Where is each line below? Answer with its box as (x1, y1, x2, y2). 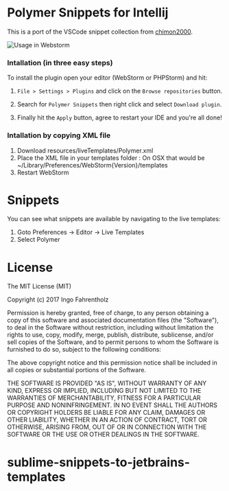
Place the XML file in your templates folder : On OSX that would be (16, 153, 206, 162)
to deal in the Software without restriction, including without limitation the (7, 323, 214, 332)
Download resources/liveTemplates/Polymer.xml (16, 146, 154, 155)
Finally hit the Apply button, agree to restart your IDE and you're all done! (16, 113, 223, 122)
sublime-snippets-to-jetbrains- (7, 455, 191, 470)
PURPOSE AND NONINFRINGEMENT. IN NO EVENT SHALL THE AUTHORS (7, 401, 218, 409)
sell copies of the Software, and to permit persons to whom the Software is (7, 338, 219, 346)
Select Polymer (16, 236, 60, 244)
